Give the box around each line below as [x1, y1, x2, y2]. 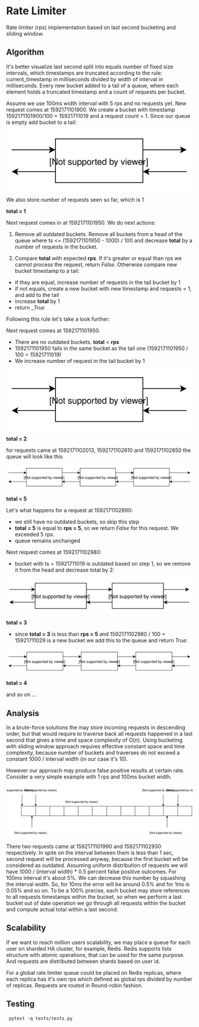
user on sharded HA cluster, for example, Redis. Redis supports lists [6, 945, 172, 952]
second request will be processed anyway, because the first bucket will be [6, 855, 188, 862]
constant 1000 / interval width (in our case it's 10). [6, 755, 129, 763]
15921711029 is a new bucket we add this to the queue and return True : [14, 637, 188, 644]
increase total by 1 [14, 298, 60, 305]
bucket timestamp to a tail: [14, 267, 80, 275]
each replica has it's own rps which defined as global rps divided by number [6, 975, 192, 983]
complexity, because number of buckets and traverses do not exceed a [6, 749, 180, 757]
